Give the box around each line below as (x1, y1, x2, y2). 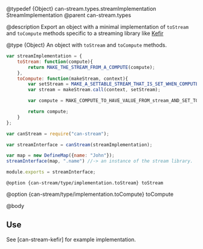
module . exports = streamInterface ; (6, 169, 96, 175)
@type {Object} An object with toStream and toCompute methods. (6, 42, 167, 48)
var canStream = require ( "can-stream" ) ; (6, 131, 110, 137)
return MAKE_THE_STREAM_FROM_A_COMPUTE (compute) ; (28, 64, 155, 70)
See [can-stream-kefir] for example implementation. (6, 236, 136, 243)
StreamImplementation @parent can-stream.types (6, 11, 132, 19)
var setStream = (28, 81, 69, 87)
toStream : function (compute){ (17, 59, 94, 65)
